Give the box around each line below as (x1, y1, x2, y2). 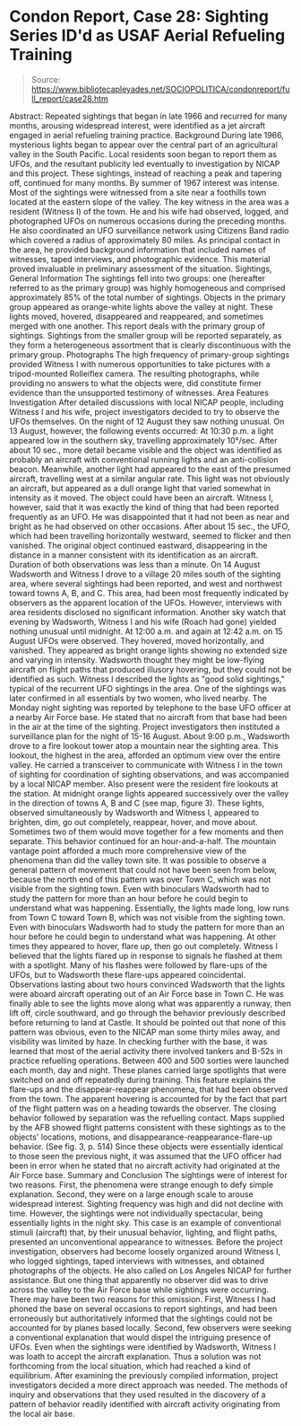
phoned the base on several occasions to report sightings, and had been (9, 1303, 278, 1314)
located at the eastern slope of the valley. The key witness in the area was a (9, 196, 289, 207)
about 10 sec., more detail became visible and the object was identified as (9, 445, 282, 455)
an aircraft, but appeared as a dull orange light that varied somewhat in (9, 482, 271, 493)
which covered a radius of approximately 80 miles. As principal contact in (9, 234, 280, 245)
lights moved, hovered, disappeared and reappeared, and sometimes (9, 311, 264, 321)
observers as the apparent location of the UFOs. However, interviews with (9, 597, 282, 608)
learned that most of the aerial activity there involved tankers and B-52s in (9, 1045, 284, 1056)
